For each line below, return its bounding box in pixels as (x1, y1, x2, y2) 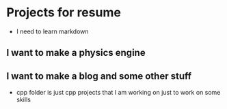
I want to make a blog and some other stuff (6, 70, 192, 82)
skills (16, 95, 31, 104)
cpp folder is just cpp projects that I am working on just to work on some (16, 89, 221, 97)
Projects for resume (6, 5, 121, 20)
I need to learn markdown (16, 27, 90, 35)
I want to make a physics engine (6, 47, 146, 59)
